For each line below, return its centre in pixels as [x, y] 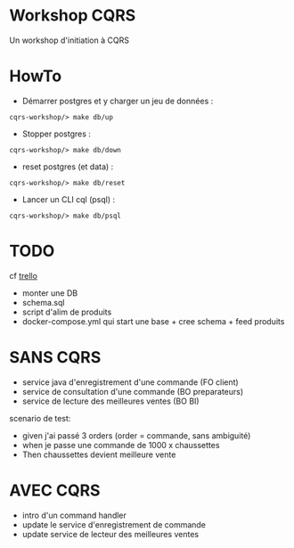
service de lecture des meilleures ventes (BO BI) [110, 401]
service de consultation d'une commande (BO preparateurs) [133, 391]
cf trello [24, 275]
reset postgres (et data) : [68, 167]
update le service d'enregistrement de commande [114, 524]
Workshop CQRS [73, 16]
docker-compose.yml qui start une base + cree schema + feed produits [153, 321]
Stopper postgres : [57, 134]
